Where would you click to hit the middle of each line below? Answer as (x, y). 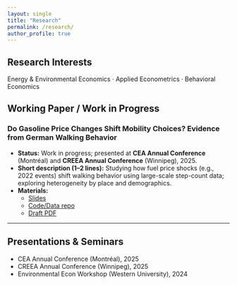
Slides (37, 198)
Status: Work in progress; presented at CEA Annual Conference (111, 153)
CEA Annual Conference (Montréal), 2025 (78, 259)
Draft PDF (42, 213)
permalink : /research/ (41, 27)
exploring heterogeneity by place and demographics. (95, 183)
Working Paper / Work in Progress (84, 109)
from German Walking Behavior (62, 138)
